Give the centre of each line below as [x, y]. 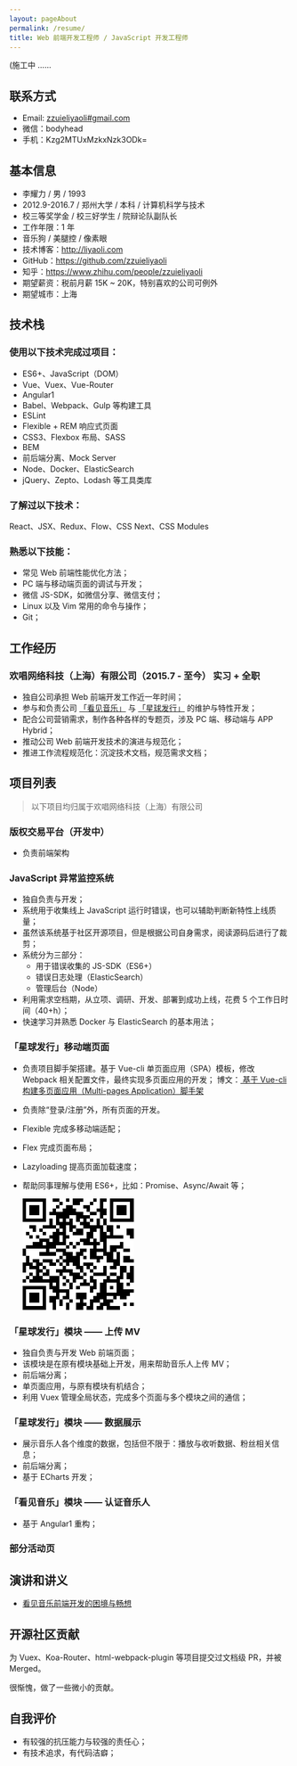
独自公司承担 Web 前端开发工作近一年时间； [103, 696]
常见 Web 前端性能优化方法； [76, 573]
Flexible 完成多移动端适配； [72, 1129]
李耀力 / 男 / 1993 [54, 193]
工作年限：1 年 [48, 227]
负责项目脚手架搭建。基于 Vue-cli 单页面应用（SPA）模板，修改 [138, 1068]
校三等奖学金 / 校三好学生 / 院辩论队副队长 [100, 216]
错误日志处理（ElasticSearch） [92, 977]
